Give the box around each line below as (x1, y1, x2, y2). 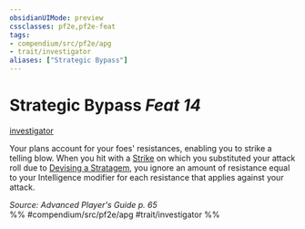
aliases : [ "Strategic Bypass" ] (9, 56, 128, 65)
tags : (9, 30, 30, 39)
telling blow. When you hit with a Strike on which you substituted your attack (9, 152, 296, 163)
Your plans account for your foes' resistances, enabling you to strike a (9, 142, 272, 153)
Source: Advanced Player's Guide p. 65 (9, 199, 158, 210)
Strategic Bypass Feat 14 (9, 95, 202, 116)
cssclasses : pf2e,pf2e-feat (9, 22, 117, 31)
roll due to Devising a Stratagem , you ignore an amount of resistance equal (9, 161, 290, 173)
